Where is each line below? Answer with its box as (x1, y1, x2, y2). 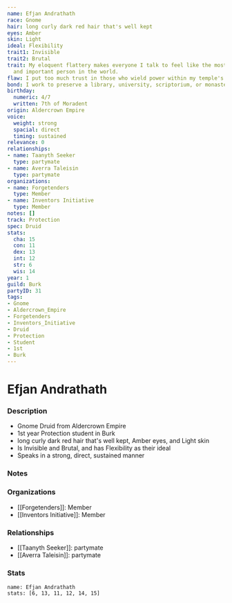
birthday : (7, 87, 36, 94)
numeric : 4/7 (13, 94, 51, 101)
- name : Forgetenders (7, 184, 70, 191)
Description (7, 406, 48, 416)
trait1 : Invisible (7, 49, 60, 56)
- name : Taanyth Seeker (7, 152, 76, 159)
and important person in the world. (13, 68, 119, 75)
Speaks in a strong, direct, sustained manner (17, 451, 145, 460)
